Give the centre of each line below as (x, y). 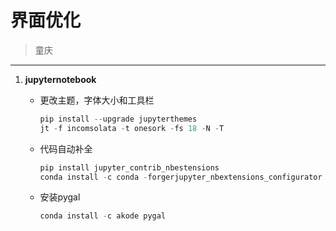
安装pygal (60, 197)
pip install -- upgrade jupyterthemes (118, 119)
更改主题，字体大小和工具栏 (97, 100)
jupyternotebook (60, 79)
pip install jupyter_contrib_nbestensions (129, 167)
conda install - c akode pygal (103, 216)
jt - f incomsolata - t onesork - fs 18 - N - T (132, 128)
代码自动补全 (66, 148)
